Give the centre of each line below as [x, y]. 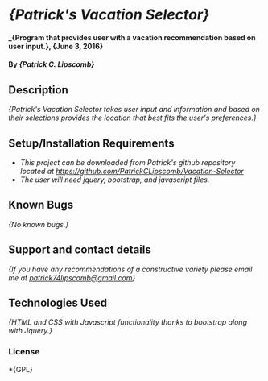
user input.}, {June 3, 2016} [56, 46]
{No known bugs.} [39, 224]
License [24, 352]
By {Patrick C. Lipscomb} [52, 64]
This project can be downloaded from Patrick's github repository [128, 162]
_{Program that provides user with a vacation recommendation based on [132, 37]
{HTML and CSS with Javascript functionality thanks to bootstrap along [128, 322]
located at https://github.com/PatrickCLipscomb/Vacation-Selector [132, 171]
